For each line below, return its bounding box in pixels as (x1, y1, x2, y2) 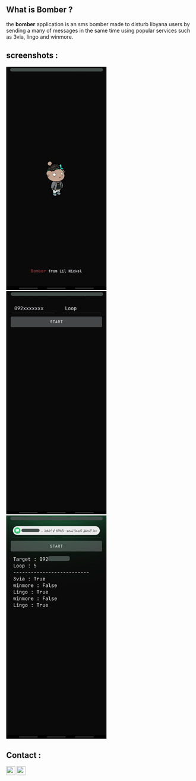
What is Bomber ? (6, 5, 73, 15)
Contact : (6, 750, 42, 761)
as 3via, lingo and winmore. (6, 33, 74, 40)
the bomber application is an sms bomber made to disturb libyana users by (6, 20, 190, 27)
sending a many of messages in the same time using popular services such (6, 27, 191, 34)
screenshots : (6, 51, 58, 61)
